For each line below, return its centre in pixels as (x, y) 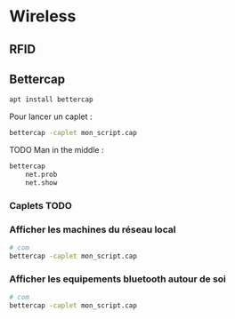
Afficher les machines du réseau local (93, 229)
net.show (41, 183)
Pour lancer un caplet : (51, 116)
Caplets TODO (41, 205)
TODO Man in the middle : (57, 150)
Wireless (43, 16)
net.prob (41, 175)
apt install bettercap (51, 100)
